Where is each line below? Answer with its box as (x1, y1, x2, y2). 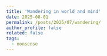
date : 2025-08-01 (6, 14, 49, 20)
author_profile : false (6, 24, 62, 31)
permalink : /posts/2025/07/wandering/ (6, 19, 101, 25)
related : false (6, 30, 44, 36)
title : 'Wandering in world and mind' (6, 8, 101, 15)
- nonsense (11, 41, 38, 47)
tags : (6, 36, 19, 41)
